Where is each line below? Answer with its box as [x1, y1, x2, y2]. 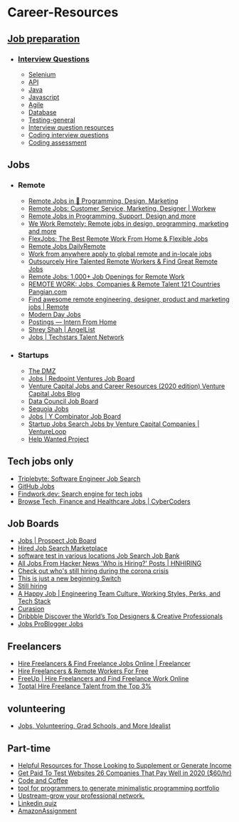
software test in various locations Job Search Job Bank [17, 551, 180, 560]
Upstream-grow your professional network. [17, 791, 145, 800]
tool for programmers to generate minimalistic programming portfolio [17, 784, 220, 792]
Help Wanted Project [28, 435, 89, 443]
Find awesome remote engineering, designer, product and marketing [28, 295, 230, 303]
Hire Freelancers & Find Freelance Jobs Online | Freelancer [17, 660, 191, 668]
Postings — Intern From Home [28, 318, 117, 326]
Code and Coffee [17, 776, 69, 784]
